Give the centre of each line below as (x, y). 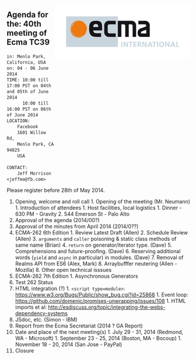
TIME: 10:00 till (28, 80)
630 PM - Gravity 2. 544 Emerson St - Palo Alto (72, 214)
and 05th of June (28, 92)
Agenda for (27, 15)
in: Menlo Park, (26, 56)
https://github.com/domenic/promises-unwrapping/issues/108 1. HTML (100, 301)
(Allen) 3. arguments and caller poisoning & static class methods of (96, 239)
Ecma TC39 (28, 42)
